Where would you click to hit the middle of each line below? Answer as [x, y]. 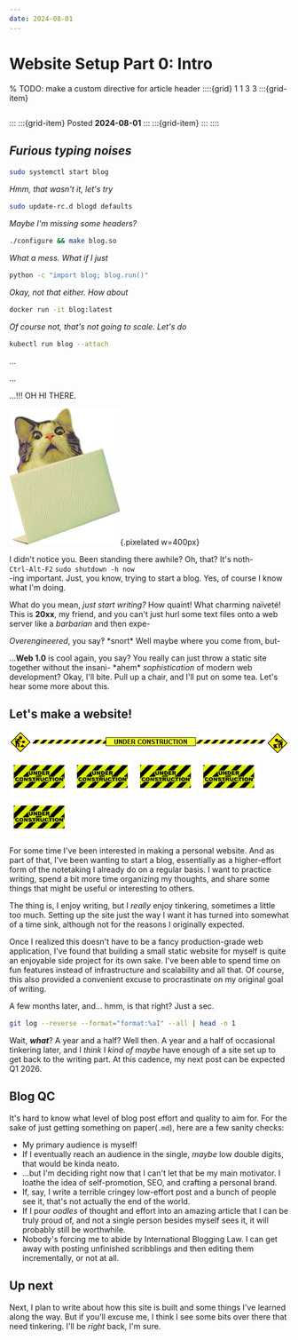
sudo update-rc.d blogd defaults [71, 207]
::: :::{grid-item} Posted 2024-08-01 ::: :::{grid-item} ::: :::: [114, 123]
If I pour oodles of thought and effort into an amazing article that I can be [155, 1210]
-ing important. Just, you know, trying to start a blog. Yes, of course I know [146, 578]
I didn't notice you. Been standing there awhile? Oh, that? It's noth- [131, 559]
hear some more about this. [59, 686]
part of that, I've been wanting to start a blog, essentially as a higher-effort [145, 860]
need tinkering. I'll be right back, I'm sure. [85, 1326]
